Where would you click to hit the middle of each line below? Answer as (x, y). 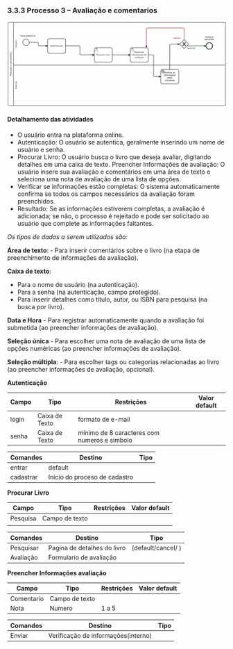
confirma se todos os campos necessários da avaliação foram (106, 194)
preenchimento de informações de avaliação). (73, 257)
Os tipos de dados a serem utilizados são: (68, 237)
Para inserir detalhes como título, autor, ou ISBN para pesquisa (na (112, 299)
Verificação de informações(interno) (100, 636)
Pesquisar (25, 548)
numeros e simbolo (105, 440)
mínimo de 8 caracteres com (119, 432)
